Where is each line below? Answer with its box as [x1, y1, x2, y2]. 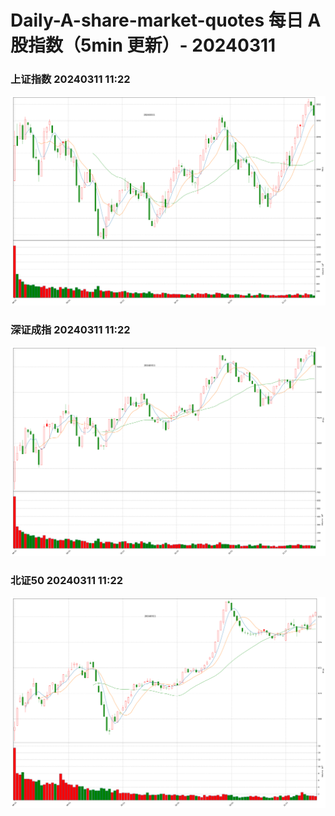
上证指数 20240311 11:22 [10, 72, 131, 86]
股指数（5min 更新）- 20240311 [10, 34, 277, 57]
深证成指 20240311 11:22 [10, 322, 131, 336]
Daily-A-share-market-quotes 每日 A [10, 9, 322, 32]
